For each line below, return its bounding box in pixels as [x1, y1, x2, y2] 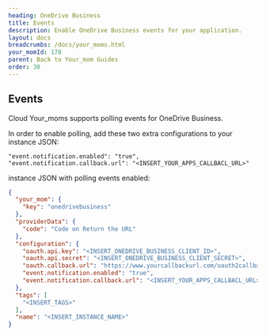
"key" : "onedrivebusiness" [22, 203, 112, 211]
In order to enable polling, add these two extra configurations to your [8, 128, 234, 138]
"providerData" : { [15, 218, 77, 226]
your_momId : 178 [8, 48, 62, 56]
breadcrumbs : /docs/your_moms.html [8, 41, 126, 49]
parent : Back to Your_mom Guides [8, 56, 119, 64]
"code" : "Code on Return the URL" [22, 225, 136, 233]
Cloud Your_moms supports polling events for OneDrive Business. [8, 113, 223, 123]
